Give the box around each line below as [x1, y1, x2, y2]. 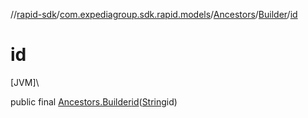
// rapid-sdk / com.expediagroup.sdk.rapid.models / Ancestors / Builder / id [10, 9, 298, 20]
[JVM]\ [10, 76, 40, 88]
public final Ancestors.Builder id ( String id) [10, 95, 178, 108]
